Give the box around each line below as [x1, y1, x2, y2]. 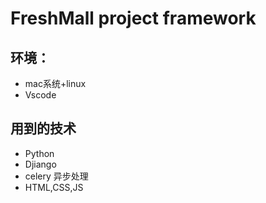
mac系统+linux [24, 78, 87, 89]
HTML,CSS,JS [24, 181, 84, 193]
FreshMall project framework [10, 7, 257, 30]
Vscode [24, 89, 57, 101]
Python [24, 147, 55, 159]
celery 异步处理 [24, 170, 89, 182]
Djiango [24, 158, 57, 170]
